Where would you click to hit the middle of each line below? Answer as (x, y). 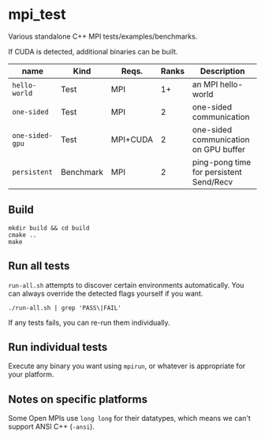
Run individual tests (58, 347)
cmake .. (22, 235)
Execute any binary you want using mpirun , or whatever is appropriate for (127, 366)
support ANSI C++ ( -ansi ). (51, 426)
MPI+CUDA (132, 140)
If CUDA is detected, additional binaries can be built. (93, 51)
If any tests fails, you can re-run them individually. (90, 322)
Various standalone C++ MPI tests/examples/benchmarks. (103, 36)
